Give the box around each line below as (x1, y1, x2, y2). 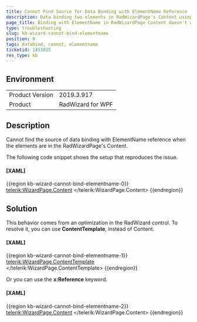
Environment (6, 74, 55, 84)
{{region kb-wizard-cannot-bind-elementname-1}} (6, 252, 128, 259)
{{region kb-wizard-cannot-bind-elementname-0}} (6, 180, 129, 187)
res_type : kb (6, 52, 38, 58)
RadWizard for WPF (59, 101, 113, 109)
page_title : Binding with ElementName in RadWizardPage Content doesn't (6, 19, 188, 25)
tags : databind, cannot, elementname (6, 42, 98, 48)
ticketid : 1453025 (6, 47, 51, 53)
